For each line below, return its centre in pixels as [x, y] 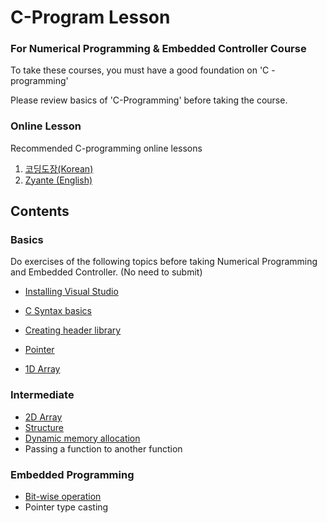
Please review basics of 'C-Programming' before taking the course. [149, 100]
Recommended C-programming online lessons [106, 148]
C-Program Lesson [90, 17]
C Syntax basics [58, 311]
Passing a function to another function [103, 448]
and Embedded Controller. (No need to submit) [106, 272]
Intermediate [42, 395]
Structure [44, 427]
